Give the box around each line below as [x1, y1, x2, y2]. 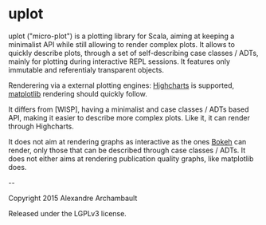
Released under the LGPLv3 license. [8, 208, 127, 218]
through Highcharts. [8, 121, 74, 131]
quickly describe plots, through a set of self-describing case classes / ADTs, [8, 48, 259, 57]
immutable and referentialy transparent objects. [8, 65, 165, 74]
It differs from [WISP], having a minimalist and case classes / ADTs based [8, 105, 249, 114]
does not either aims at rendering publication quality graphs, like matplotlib [8, 153, 254, 164]
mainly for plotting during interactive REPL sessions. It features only [8, 57, 231, 66]
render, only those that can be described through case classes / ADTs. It [8, 145, 246, 155]
